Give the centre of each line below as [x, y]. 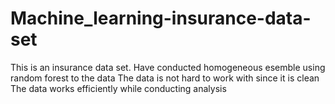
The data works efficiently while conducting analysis [118, 88]
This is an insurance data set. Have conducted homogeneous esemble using [168, 67]
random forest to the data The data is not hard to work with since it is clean [165, 78]
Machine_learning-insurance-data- [161, 18]
